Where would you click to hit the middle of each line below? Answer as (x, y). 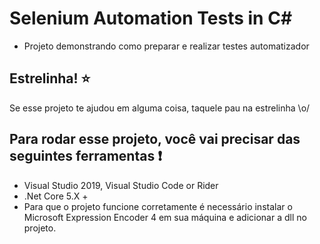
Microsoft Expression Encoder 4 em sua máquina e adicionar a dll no (165, 217)
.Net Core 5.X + (56, 196)
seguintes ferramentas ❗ (85, 156)
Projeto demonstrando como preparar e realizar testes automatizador (166, 46)
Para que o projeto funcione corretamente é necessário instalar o (158, 206)
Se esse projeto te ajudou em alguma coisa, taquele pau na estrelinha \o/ (160, 108)
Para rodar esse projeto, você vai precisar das (155, 139)
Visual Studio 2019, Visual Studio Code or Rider (121, 185)
